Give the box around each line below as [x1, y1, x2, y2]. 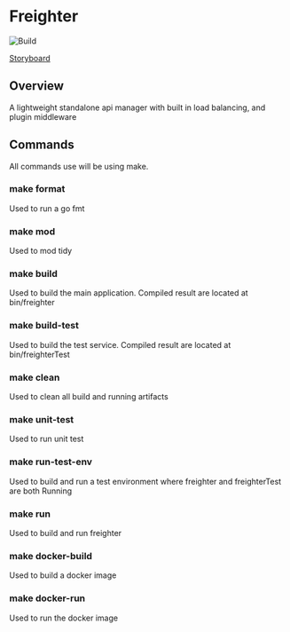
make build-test [9, 320, 80, 332]
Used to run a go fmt [9, 202, 85, 214]
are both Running [9, 486, 73, 496]
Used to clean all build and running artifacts [9, 391, 169, 402]
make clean [9, 371, 60, 383]
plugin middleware [9, 111, 77, 122]
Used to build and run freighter [9, 527, 122, 538]
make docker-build [9, 549, 93, 562]
